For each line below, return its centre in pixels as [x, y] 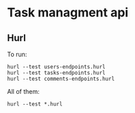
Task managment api [68, 13]
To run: [17, 54]
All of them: [23, 91]
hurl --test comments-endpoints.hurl [61, 79]
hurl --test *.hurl [35, 104]
